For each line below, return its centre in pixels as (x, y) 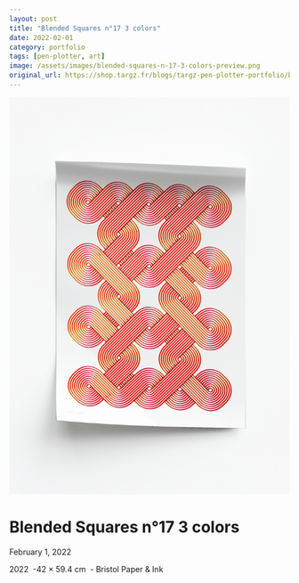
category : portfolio (48, 47)
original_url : (36, 76)
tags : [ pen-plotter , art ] (57, 57)
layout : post (33, 19)
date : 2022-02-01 (41, 37)
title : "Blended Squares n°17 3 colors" (85, 28)
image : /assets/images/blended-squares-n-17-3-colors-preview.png (135, 66)
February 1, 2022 (40, 552)
